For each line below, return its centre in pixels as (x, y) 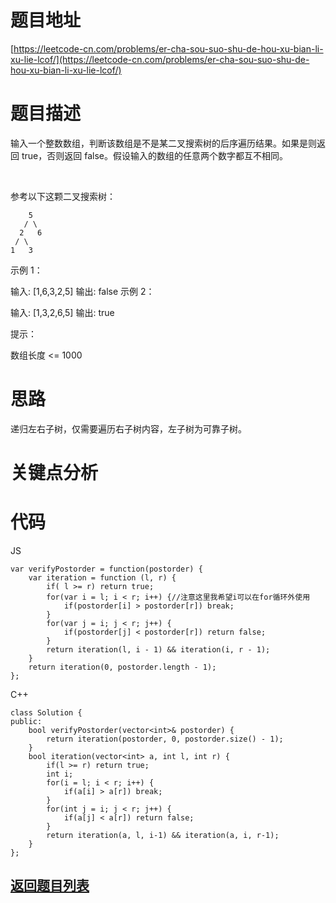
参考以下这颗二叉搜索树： (63, 196)
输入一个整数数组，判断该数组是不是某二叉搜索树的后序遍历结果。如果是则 (163, 143)
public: (26, 721)
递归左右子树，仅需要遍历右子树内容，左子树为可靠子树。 (128, 428)
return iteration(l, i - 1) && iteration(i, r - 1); (158, 649)
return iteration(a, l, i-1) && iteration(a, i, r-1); (163, 835)
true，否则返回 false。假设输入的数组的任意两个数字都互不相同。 (154, 155)
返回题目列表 (50, 886)
